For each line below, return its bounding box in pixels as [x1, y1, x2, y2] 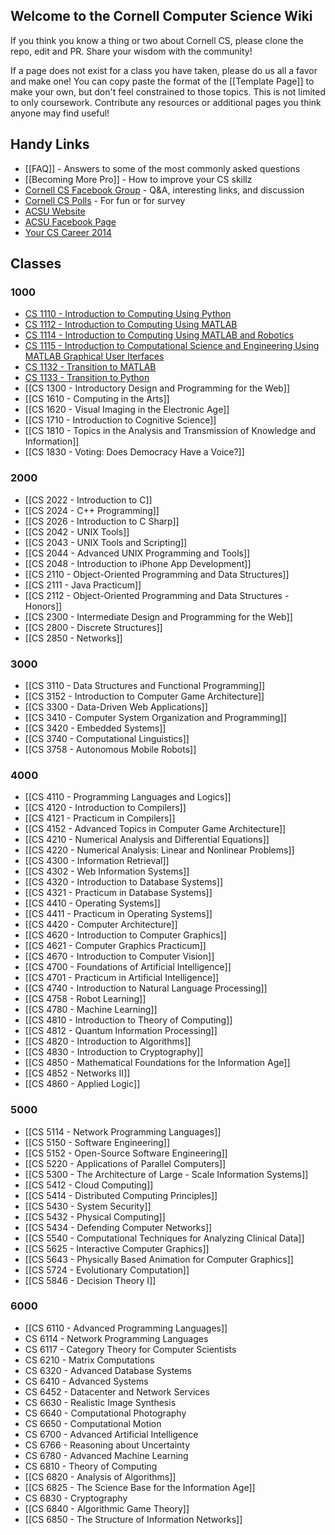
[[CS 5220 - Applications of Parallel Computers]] [24, 1157, 227, 1169]
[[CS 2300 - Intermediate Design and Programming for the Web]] [24, 610, 293, 623]
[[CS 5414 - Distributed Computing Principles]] [24, 1189, 218, 1201]
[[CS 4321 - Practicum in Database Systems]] [24, 887, 213, 899]
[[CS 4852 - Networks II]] [24, 1067, 131, 1079]
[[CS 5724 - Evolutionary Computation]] [24, 1264, 190, 1276]
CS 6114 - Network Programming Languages [24, 1332, 209, 1344]
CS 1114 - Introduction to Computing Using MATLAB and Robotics [24, 329, 295, 341]
